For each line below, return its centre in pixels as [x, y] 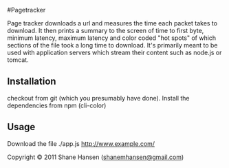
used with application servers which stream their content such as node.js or [115, 52]
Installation [32, 82]
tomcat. [18, 60]
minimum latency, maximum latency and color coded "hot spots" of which [112, 38]
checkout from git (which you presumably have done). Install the [98, 98]
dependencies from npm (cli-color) [57, 105]
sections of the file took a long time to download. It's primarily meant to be [112, 45]
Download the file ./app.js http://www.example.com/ [81, 143]
